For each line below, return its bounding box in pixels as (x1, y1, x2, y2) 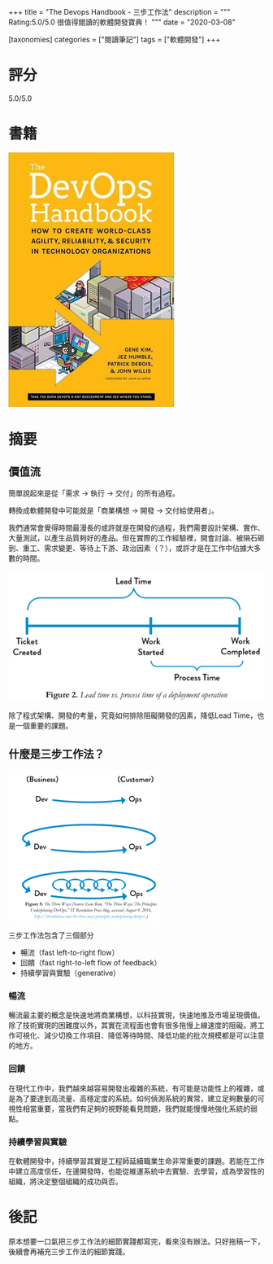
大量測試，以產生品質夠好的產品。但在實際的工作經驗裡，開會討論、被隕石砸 (8, 532, 265, 543)
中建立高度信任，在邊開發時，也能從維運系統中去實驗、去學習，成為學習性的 (8, 1166, 265, 1176)
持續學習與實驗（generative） (19, 968, 120, 978)
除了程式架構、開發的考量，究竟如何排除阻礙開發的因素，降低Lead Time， (8, 711, 258, 720)
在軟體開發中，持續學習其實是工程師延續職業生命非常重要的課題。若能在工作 (8, 1157, 265, 1166)
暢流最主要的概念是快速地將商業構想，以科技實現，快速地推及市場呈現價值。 (8, 1010, 265, 1020)
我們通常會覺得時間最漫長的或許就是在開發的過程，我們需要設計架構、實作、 (8, 523, 265, 532)
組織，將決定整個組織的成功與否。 (8, 1177, 123, 1187)
